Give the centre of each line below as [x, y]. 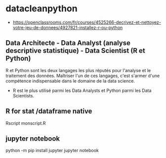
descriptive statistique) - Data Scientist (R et [75, 51]
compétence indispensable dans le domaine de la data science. [70, 81]
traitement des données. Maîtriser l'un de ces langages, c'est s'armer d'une [83, 76]
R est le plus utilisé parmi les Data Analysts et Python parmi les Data [82, 90]
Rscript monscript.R [26, 123]
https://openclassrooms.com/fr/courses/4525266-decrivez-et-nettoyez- [87, 22]
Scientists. [23, 96]
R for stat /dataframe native [49, 111]
